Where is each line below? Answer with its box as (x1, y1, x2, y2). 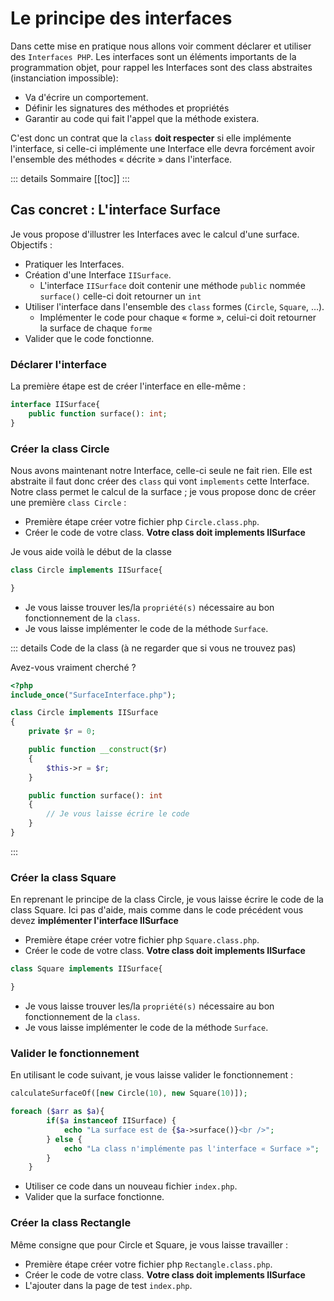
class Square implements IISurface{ (10, 964, 163, 974)
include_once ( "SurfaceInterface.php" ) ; (10, 690, 177, 700)
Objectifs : (10, 238, 53, 251)
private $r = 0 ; (28, 727, 97, 737)
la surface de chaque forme (39, 322, 153, 334)
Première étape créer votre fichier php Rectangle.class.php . (24, 1258, 273, 1270)
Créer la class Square (10, 870, 117, 884)
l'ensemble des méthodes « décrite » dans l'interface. (10, 153, 233, 165)
